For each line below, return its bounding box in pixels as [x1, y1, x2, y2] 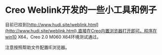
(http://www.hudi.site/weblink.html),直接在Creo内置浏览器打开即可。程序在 [5, 27, 157, 33]
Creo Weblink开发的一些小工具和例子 [5, 4, 157, 16]
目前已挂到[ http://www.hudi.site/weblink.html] [5, 22, 99, 27]
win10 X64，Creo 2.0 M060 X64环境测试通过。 [5, 34, 101, 40]
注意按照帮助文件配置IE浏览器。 [5, 44, 70, 50]
